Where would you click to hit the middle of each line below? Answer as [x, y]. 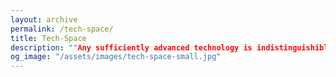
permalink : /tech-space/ [62, 29]
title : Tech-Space [48, 38]
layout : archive [44, 19]
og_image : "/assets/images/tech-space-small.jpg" [116, 57]
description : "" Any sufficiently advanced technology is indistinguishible [171, 47]
